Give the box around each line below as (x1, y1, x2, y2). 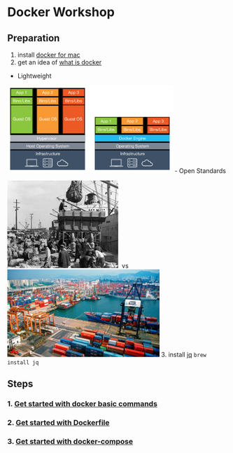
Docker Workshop (7, 4, 115, 20)
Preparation (7, 32, 60, 44)
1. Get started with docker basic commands (7, 399, 157, 409)
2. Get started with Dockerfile (7, 418, 110, 428)
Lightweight (17, 71, 52, 80)
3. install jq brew (160, 351, 206, 358)
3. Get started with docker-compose (7, 437, 134, 447)
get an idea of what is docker (17, 58, 102, 67)
